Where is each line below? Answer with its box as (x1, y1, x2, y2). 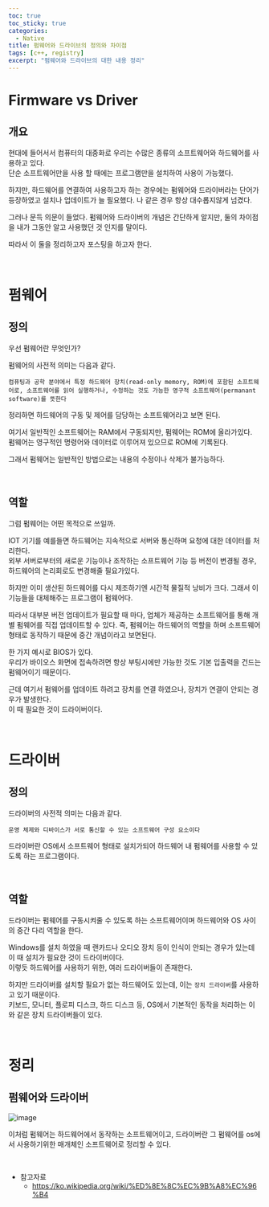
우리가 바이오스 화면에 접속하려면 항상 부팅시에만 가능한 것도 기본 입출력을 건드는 (8, 657, 262, 667)
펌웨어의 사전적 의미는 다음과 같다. (8, 360, 116, 370)
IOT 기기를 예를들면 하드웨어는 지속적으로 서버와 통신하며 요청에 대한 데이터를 (8, 535, 251, 545)
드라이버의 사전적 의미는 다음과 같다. (8, 808, 122, 818)
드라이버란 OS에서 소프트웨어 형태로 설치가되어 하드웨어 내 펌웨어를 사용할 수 (8, 841, 251, 850)
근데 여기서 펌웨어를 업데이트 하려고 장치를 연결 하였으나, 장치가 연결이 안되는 (8, 684, 251, 694)
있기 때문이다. (16, 989, 60, 999)
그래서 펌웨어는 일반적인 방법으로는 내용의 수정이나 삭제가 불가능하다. (8, 454, 225, 464)
